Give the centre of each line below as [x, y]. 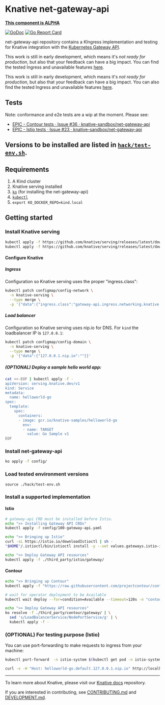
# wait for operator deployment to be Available [56, 595]
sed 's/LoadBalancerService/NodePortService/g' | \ [64, 618]
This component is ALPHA [32, 23]
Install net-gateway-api [34, 451]
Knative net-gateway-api [57, 9]
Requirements [27, 169]
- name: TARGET [38, 429]
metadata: [15, 393]
